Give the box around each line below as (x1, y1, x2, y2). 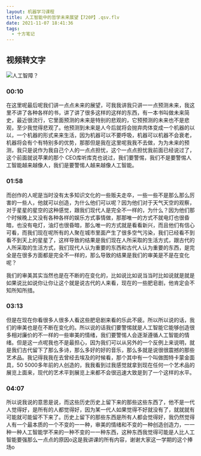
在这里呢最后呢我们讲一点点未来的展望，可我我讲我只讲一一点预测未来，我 (6, 101, 190, 109)
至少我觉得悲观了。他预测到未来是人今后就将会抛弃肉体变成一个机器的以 (16, 124, 195, 131)
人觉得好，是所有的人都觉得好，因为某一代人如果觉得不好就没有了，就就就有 (6, 406, 195, 413)
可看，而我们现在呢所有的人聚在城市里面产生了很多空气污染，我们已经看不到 (6, 229, 195, 236)
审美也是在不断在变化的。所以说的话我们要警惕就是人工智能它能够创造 (16, 323, 190, 331)
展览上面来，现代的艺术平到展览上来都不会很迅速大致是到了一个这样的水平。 (6, 368, 195, 376)
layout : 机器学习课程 (6, 8, 55, 15)
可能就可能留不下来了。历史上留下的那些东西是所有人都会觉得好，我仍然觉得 (6, 413, 195, 421)
